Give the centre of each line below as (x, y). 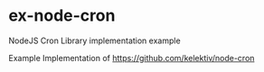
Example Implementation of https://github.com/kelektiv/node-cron (132, 58)
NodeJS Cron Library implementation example (95, 40)
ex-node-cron (62, 16)
